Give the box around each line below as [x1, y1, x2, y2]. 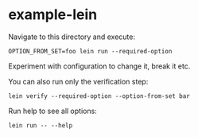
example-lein [8, 6, 98, 24]
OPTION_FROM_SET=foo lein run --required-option [8, 47, 173, 55]
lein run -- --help [8, 121, 73, 129]
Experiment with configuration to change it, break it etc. [8, 61, 191, 71]
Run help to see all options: [8, 106, 97, 115]
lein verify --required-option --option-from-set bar [8, 92, 191, 100]
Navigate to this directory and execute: [8, 32, 135, 41]
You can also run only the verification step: [8, 76, 149, 86]
